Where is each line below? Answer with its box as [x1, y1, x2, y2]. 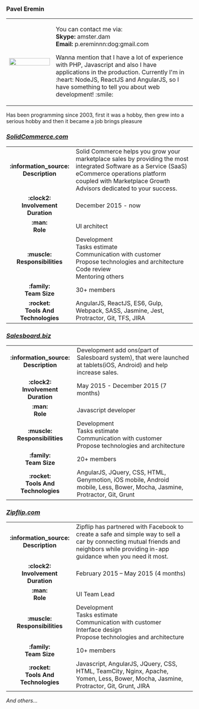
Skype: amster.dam [56, 33, 111, 41]
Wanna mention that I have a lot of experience [56, 53, 184, 62]
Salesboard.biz [6, 331, 52, 339]
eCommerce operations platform [75, 169, 166, 178]
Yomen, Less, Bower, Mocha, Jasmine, [76, 675, 184, 683]
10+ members [76, 646, 116, 655]
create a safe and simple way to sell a [76, 530, 181, 538]
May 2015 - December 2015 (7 [76, 381, 167, 390]
